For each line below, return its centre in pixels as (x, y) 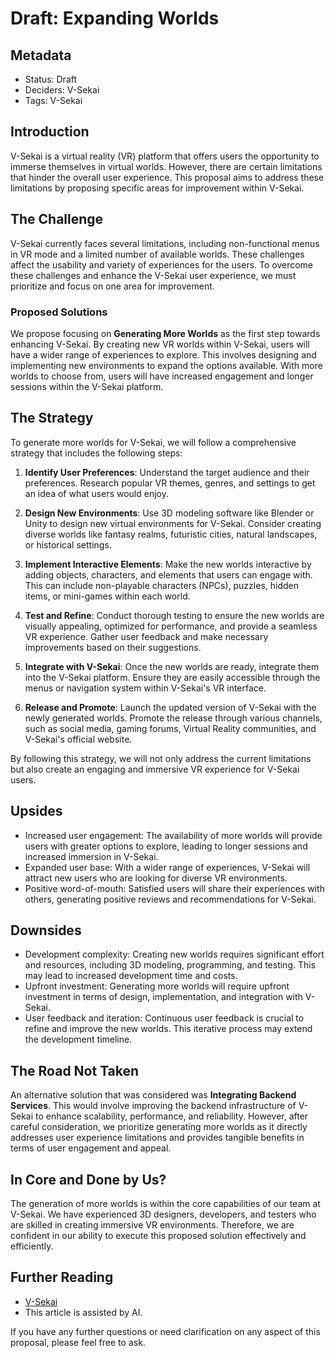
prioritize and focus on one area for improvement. (112, 286)
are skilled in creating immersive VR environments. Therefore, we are (152, 1224)
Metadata (41, 55)
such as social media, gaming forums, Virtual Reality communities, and (170, 728)
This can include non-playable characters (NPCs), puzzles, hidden (161, 585)
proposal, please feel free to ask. (78, 1342)
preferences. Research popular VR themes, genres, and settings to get (170, 483)
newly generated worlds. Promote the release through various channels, (173, 718)
